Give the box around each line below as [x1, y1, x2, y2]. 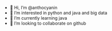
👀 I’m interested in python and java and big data [9, 10, 108, 16]
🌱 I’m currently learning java [9, 15, 67, 21]
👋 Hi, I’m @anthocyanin [9, 5, 58, 10]
